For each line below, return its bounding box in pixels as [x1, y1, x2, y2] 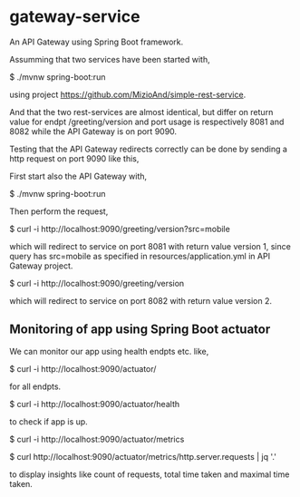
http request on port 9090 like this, [9, 152, 140, 164]
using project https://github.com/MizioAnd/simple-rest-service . [9, 89, 247, 100]
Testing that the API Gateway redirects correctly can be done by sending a [9, 143, 288, 154]
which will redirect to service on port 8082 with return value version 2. [9, 295, 272, 306]
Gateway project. [9, 260, 73, 271]
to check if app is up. [9, 415, 88, 427]
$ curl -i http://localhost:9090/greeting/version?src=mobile [9, 223, 231, 234]
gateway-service [9, 6, 140, 27]
